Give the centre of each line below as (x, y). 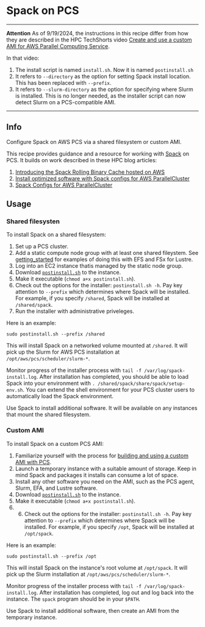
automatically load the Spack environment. (60, 396)
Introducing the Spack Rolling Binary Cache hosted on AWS (90, 172)
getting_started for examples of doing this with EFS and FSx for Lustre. (104, 259)
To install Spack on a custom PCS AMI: (55, 443)
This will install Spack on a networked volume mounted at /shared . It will (97, 346)
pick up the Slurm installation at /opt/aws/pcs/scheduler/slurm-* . (88, 574)
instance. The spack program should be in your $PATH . (73, 599)
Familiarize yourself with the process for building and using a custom (102, 456)
